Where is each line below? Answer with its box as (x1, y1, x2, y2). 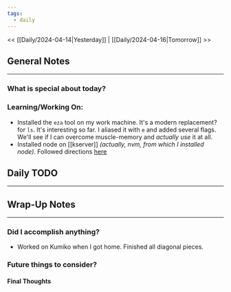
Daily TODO (7, 167, 58, 179)
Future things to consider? (7, 260, 98, 269)
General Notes (7, 55, 70, 67)
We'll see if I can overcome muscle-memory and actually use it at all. (16, 132, 213, 141)
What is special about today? (7, 84, 107, 94)
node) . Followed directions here (16, 147, 107, 156)
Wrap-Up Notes (7, 198, 76, 210)
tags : (7, 10, 23, 17)
